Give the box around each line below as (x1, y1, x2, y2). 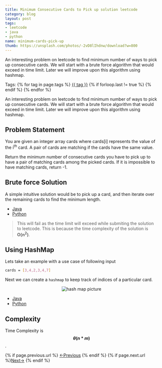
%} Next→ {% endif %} (5, 358, 50, 364)
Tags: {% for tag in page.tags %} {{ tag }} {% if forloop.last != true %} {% (5, 81, 152, 88)
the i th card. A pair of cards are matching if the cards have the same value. (5, 144, 154, 151)
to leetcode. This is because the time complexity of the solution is (16, 226, 148, 231)
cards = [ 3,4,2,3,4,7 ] (5, 268, 51, 273)
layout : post (5, 16, 32, 21)
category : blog (5, 12, 36, 17)
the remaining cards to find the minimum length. (5, 196, 101, 202)
